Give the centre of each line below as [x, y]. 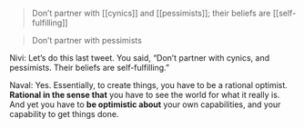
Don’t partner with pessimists [87, 40]
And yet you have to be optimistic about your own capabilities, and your [145, 104]
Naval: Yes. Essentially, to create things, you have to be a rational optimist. [149, 85]
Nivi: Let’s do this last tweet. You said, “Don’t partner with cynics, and [140, 58]
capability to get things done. [64, 114]
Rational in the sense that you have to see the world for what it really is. [145, 95]
